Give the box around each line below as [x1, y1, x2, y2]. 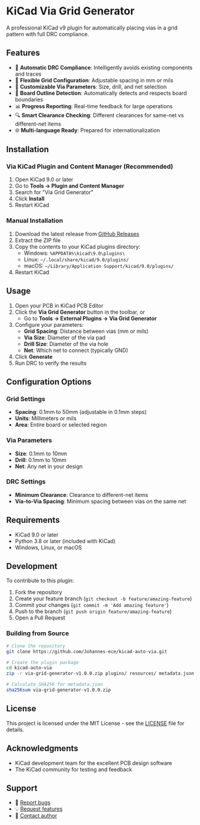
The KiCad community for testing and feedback [14, 766, 133, 773]
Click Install [14, 195, 45, 202]
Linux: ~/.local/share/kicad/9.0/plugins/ [23, 255, 129, 263]
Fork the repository [14, 589, 63, 596]
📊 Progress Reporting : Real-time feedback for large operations [14, 102, 173, 109]
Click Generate [14, 353, 53, 360]
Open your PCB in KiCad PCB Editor [14, 302, 104, 309]
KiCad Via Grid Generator [6, 4, 135, 18]
